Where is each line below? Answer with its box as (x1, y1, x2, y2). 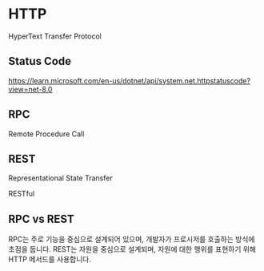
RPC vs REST (8, 212, 74, 225)
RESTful (8, 189, 35, 199)
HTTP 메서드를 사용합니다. (8, 254, 92, 265)
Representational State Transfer (8, 173, 114, 183)
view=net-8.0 (8, 84, 53, 94)
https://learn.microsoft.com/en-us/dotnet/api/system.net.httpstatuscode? (8, 75, 250, 85)
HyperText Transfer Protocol (8, 31, 102, 41)
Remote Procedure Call (8, 129, 85, 139)
